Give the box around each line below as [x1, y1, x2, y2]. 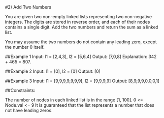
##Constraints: [5, 88, 35, 93]
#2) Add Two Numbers [5, 4, 52, 10]
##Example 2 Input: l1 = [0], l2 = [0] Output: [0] [5, 68, 101, 74]
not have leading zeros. [5, 108, 53, 113]
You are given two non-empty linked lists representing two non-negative [5, 14, 152, 19]
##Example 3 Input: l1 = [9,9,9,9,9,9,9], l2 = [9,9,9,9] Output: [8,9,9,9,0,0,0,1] [5, 78, 160, 84]
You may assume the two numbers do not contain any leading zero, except [5, 39, 157, 45]
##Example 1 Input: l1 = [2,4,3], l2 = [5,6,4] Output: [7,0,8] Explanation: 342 [5, 54, 157, 59]
